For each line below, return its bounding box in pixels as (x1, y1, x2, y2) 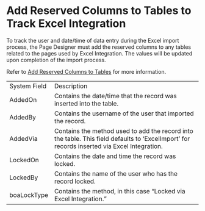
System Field (9, 82, 47, 90)
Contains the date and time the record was (54, 152, 176, 160)
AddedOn (9, 95, 37, 104)
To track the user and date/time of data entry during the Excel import (6, 37, 179, 44)
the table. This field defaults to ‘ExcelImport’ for (54, 134, 190, 143)
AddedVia (9, 134, 38, 143)
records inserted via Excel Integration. (54, 141, 163, 150)
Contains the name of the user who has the (54, 169, 178, 177)
